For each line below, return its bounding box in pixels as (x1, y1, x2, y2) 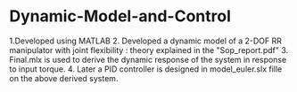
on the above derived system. (9, 73, 119, 83)
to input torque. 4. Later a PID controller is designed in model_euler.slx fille (9, 64, 283, 74)
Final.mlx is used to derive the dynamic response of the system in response (9, 54, 287, 65)
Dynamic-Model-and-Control (9, 6, 232, 27)
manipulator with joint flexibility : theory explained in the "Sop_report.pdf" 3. (9, 44, 289, 55)
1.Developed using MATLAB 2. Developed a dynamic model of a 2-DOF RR (9, 35, 283, 46)
